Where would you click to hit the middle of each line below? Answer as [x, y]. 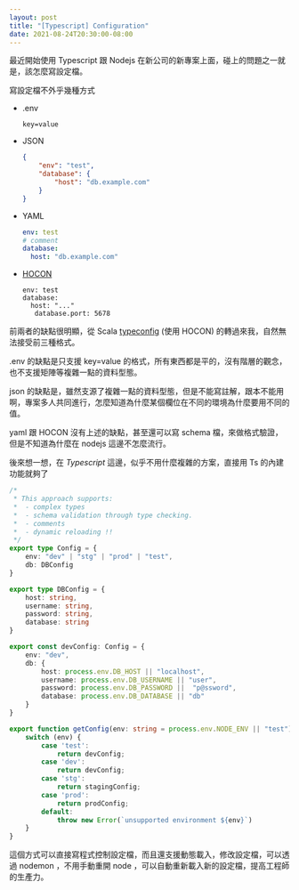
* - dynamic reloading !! [63, 532]
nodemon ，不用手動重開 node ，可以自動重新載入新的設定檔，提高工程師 [154, 866]
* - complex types [49, 507]
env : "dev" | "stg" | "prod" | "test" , [99, 557]
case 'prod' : [65, 795]
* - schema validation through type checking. [103, 515]
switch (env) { [53, 737]
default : [57, 812]
